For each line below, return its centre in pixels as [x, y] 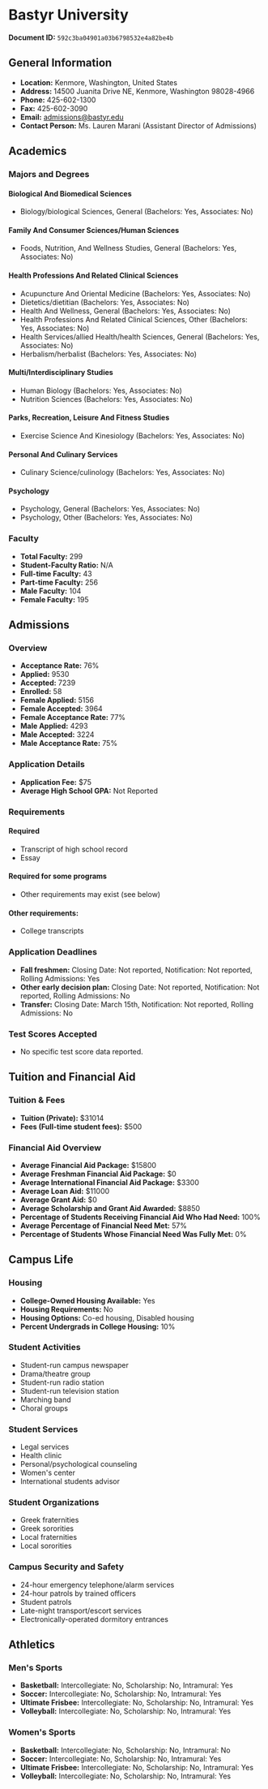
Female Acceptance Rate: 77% [73, 718]
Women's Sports [42, 1732]
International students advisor [70, 1481]
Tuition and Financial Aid [72, 1077]
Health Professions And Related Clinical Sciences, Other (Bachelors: [134, 319]
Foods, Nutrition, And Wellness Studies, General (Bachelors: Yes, [128, 248]
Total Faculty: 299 [51, 556]
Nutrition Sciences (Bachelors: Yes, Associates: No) [106, 399]
